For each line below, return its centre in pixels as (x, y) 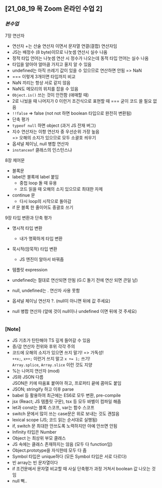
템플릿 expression (30, 269)
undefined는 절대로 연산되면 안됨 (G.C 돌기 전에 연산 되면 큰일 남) (75, 280)
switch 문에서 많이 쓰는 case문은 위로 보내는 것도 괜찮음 (66, 414)
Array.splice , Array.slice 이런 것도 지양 (52, 365)
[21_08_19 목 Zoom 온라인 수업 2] (54, 9)
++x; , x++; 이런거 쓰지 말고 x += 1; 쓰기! (51, 359)
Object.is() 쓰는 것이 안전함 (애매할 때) (51, 95)
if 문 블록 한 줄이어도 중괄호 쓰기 (43, 207)
